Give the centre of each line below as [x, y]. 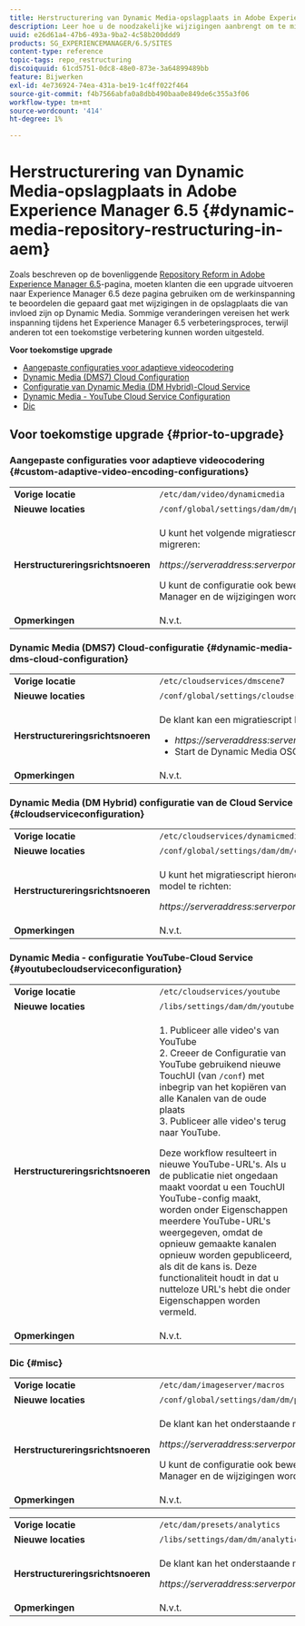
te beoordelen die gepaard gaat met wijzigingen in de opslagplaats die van [149, 303]
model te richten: [195, 887]
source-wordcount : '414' [56, 111]
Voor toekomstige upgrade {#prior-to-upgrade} [147, 435]
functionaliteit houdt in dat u [219, 1277]
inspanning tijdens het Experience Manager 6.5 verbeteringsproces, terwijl [149, 322]
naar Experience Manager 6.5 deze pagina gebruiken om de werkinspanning [152, 294]
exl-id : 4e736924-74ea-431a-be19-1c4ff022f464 [99, 85]
